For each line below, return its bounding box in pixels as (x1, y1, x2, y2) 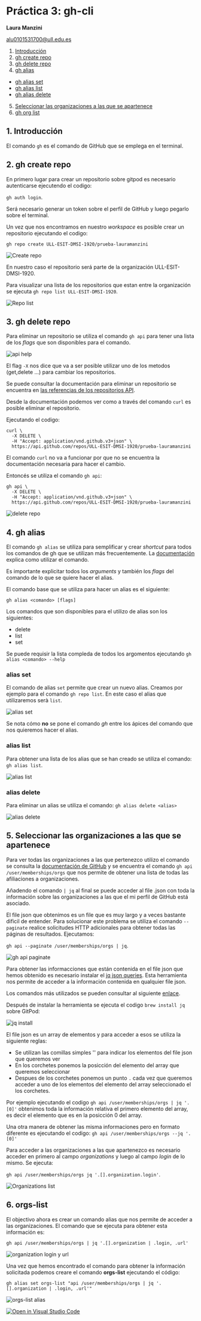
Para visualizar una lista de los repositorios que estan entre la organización (6, 281, 191, 289)
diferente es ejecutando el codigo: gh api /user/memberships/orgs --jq (6, 1130, 184, 1137)
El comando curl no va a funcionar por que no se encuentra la (6, 454, 160, 462)
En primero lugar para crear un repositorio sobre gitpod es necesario (6, 175, 176, 182)
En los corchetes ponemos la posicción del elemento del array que (14, 1061, 179, 1069)
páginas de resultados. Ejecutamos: (6, 930, 95, 937)
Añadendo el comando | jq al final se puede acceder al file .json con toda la (6, 886, 195, 894)
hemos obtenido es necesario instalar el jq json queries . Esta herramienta (6, 971, 187, 979)
